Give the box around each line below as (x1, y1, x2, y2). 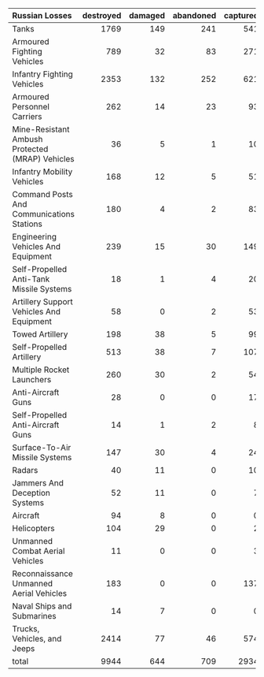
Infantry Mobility (12, 166, 73, 177)
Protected (12, 143, 49, 154)
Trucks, (12, 623, 40, 634)
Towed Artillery (12, 329, 68, 340)
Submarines (12, 611, 57, 621)
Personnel (12, 102, 49, 112)
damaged (129, 10, 166, 20)
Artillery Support (12, 296, 73, 307)
